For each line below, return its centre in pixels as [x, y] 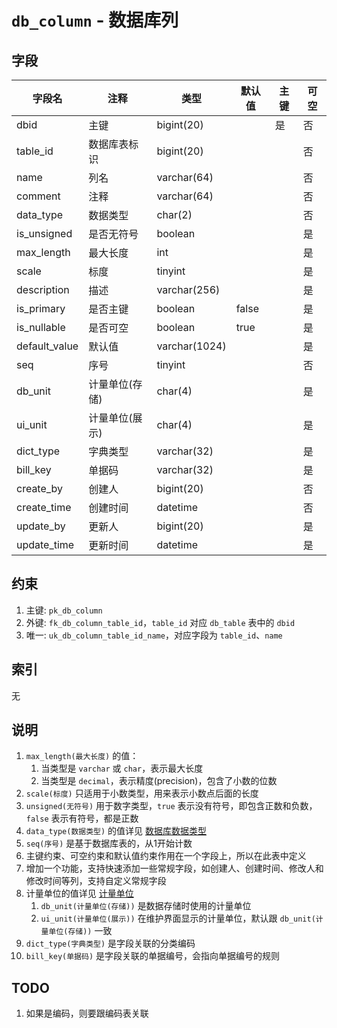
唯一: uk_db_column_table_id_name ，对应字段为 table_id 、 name [154, 635]
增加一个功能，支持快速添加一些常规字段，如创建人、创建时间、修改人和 [174, 868]
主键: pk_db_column [64, 610]
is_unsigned [44, 233]
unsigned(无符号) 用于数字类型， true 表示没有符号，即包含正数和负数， [171, 806]
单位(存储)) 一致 [80, 931]
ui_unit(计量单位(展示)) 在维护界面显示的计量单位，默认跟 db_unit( [178, 918]
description [43, 289]
